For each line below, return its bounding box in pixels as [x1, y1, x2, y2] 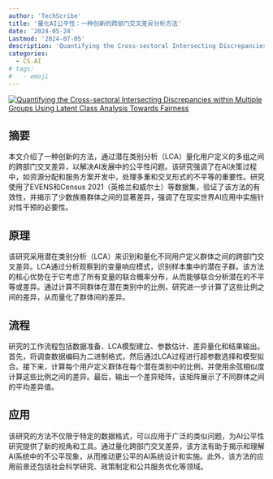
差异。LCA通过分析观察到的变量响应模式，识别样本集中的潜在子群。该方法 [15, 261, 265, 272]
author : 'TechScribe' [8, 11, 82, 20]
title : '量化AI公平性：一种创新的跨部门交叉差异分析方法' [8, 19, 182, 28]
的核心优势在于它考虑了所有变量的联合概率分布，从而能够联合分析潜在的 [8, 272, 250, 282]
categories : [8, 50, 49, 58]
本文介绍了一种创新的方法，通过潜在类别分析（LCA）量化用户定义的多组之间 [8, 152, 265, 162]
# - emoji [8, 72, 49, 80]
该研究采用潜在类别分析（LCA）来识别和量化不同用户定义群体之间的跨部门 [8, 252, 258, 261]
